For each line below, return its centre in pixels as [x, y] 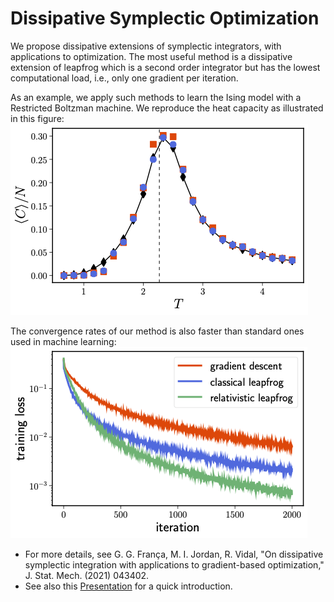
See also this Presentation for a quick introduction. [128, 586]
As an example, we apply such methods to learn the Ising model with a [156, 97]
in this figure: [37, 118]
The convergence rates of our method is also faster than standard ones [157, 331]
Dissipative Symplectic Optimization [165, 18]
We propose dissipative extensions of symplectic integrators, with [146, 46]
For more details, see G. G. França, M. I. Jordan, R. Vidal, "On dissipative [174, 554]
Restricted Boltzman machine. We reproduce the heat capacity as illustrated [167, 108]
